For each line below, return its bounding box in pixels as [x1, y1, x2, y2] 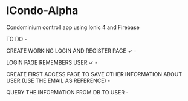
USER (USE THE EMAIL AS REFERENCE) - [6, 77, 111, 84]
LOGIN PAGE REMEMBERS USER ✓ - [6, 59, 98, 66]
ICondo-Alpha [6, 4, 79, 18]
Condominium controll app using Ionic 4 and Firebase [6, 24, 140, 31]
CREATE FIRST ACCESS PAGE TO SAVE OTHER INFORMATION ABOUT [6, 70, 183, 77]
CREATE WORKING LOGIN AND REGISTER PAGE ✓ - [6, 47, 137, 54]
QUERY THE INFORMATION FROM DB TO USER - [6, 88, 129, 96]
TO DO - [6, 35, 27, 42]
